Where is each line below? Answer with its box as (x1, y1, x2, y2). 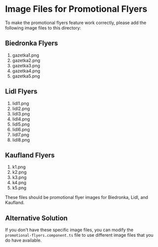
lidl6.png (12, 126, 30, 132)
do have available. (5, 237, 42, 244)
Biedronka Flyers (5, 39, 58, 48)
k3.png (12, 174, 27, 180)
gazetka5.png (12, 73, 40, 79)
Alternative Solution (5, 214, 68, 222)
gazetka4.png (12, 68, 41, 74)
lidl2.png (12, 106, 30, 111)
